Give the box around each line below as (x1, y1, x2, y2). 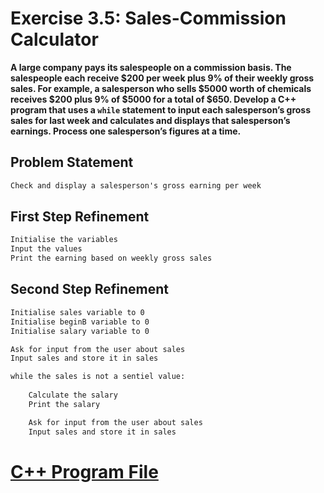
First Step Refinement (10, 208, 150, 226)
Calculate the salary (28, 390, 118, 400)
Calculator (10, 28, 99, 51)
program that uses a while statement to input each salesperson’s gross (10, 103, 312, 116)
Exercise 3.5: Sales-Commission (10, 7, 287, 30)
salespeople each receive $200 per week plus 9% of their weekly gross (10, 72, 315, 84)
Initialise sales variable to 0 (10, 307, 145, 317)
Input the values (10, 244, 83, 254)
